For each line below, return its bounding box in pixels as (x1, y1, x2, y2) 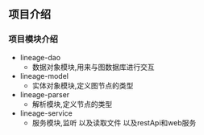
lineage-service (19, 108, 73, 118)
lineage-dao (19, 52, 61, 62)
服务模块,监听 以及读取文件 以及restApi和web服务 (31, 117, 197, 127)
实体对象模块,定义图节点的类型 (31, 80, 134, 90)
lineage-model (19, 71, 69, 80)
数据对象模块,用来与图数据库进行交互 (31, 62, 155, 72)
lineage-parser (19, 89, 70, 99)
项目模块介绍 (8, 34, 59, 45)
